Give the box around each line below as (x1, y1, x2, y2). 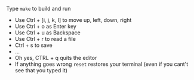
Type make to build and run (6, 5, 71, 12)
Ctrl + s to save (14, 41, 53, 49)
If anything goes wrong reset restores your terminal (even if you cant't (14, 60, 189, 68)
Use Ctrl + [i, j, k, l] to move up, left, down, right (14, 17, 132, 23)
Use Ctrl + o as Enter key (14, 23, 76, 30)
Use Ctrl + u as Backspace (14, 29, 81, 36)
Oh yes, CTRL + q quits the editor (14, 55, 97, 61)
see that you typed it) (14, 67, 67, 73)
